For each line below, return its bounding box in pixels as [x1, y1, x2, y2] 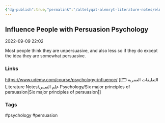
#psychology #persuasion [5, 112, 58, 118]
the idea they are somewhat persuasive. [5, 53, 86, 59]
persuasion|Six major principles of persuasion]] [5, 89, 101, 95]
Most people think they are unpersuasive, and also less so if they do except [5, 48, 158, 54]
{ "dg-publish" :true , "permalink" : [5, 7, 74, 12]
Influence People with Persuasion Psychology [5, 25, 149, 34]
